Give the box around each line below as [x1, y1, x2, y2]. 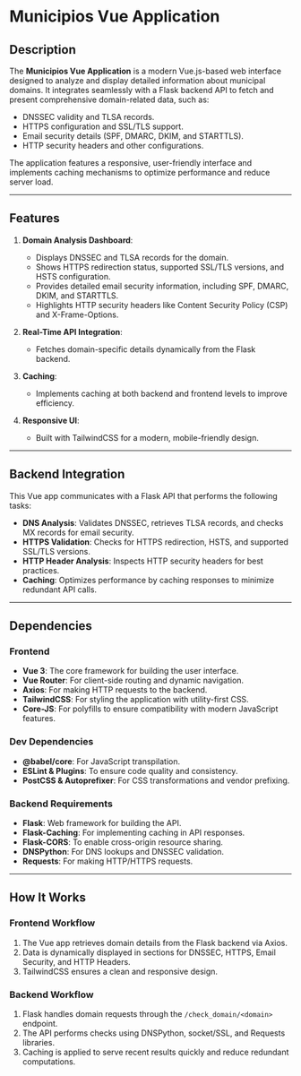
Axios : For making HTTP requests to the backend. [21, 684, 208, 695]
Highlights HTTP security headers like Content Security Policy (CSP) [35, 299, 288, 310]
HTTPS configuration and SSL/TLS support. [21, 121, 184, 132]
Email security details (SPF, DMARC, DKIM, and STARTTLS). [21, 131, 245, 141]
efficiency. [35, 397, 74, 409]
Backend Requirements [9, 797, 114, 810]
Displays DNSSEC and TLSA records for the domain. [35, 252, 229, 263]
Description [9, 42, 76, 57]
